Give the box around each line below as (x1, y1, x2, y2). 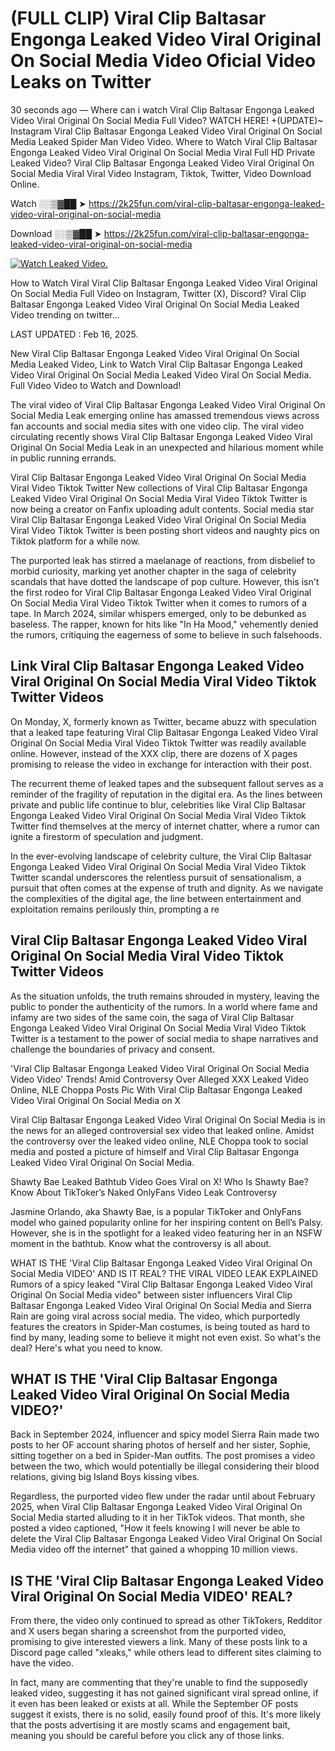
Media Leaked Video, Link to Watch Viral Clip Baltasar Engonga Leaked (10, 358, 303, 370)
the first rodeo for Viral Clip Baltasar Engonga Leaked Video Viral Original (10, 586, 312, 598)
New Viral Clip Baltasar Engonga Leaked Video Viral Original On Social (10, 347, 300, 359)
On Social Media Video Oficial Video (10, 50, 317, 72)
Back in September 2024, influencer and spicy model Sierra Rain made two (10, 1428, 320, 1441)
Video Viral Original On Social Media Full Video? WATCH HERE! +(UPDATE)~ (10, 114, 324, 126)
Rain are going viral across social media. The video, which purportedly (10, 1310, 301, 1322)
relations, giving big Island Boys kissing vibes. (10, 1471, 200, 1483)
